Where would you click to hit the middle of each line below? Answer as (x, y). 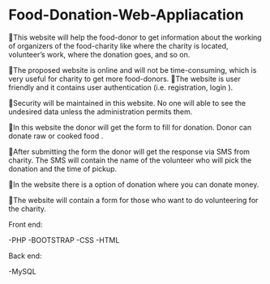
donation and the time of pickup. (63, 168)
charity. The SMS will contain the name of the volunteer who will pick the (130, 160)
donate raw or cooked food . (56, 136)
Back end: (25, 256)
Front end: (26, 224)
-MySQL (22, 271)
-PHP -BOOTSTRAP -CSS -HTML (64, 239)
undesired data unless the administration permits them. (101, 112)
